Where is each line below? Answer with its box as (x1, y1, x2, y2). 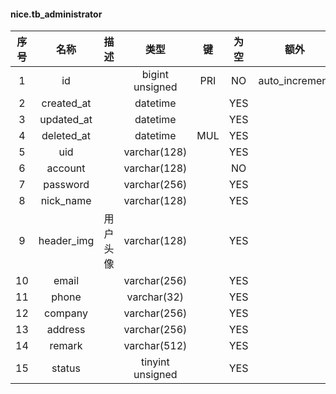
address (46, 323, 86, 337)
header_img (38, 234, 95, 248)
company (44, 306, 89, 320)
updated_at (39, 113, 93, 127)
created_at (41, 96, 92, 110)
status (51, 361, 81, 375)
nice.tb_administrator (10, 8, 103, 20)
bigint (141, 68, 169, 82)
